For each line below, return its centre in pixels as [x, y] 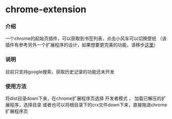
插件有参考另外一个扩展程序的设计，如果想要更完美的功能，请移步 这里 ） [82, 45]
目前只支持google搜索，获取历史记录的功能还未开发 [60, 72]
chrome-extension [46, 9]
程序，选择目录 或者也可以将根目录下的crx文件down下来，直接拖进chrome [88, 105]
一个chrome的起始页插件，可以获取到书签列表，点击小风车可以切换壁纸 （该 [86, 38]
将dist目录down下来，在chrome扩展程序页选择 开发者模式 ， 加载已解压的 [83, 98]
